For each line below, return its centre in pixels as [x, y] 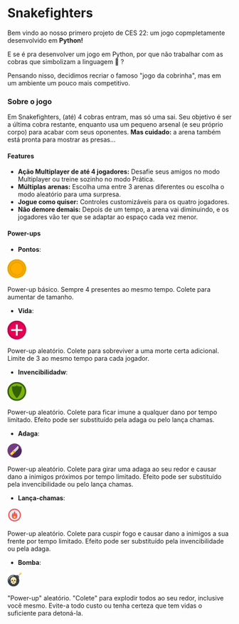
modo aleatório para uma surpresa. [69, 194]
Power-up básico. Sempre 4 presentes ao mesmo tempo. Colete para [109, 289]
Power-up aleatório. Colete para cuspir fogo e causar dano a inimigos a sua [118, 533]
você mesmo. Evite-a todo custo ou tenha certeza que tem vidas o [105, 606]
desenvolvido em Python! [45, 40]
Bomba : [29, 562]
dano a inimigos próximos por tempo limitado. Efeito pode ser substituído [115, 476]
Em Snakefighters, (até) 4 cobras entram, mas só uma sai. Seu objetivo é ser [120, 117]
